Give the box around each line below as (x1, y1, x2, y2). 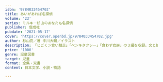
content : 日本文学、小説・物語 (5, 66, 61, 70)
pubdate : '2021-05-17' (5, 29, 51, 34)
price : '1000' (5, 47, 34, 52)
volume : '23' (5, 16, 32, 21)
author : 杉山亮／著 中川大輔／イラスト (5, 39, 75, 43)
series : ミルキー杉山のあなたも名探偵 (5, 20, 73, 26)
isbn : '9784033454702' (5, 7, 51, 12)
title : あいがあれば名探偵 (5, 12, 53, 16)
